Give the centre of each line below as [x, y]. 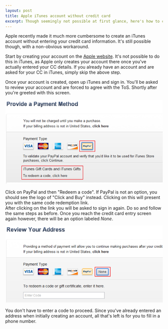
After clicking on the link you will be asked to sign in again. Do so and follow [83, 208]
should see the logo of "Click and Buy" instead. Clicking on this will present [83, 198]
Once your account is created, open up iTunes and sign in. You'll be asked [82, 82]
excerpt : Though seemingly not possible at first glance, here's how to [82, 21]
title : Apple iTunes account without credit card [58, 16]
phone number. [21, 321]
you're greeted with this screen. [38, 93]
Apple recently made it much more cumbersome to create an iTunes [75, 36]
